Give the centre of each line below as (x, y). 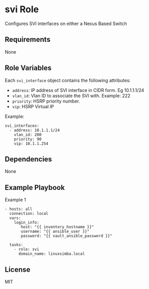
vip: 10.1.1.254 (31, 143)
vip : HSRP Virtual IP (33, 106)
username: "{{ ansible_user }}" (55, 232)
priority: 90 (28, 139)
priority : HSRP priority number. (46, 101)
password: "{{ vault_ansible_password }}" (67, 236)
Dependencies (28, 159)
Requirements (28, 40)
